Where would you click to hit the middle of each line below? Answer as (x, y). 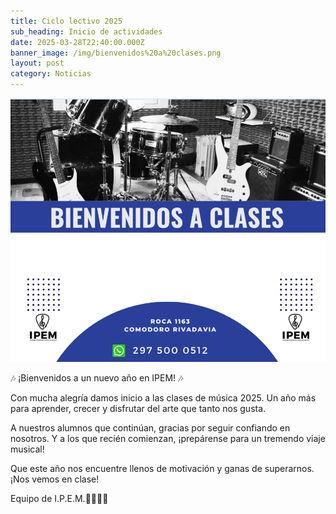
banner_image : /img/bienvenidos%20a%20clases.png (116, 53)
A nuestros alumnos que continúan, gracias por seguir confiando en (150, 428)
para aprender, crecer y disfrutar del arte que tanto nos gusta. (138, 409)
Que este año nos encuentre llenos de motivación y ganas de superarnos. (162, 469)
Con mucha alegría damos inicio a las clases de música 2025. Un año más (163, 398)
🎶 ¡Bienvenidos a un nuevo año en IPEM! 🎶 (97, 378)
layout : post (37, 63)
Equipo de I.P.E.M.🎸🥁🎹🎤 (59, 499)
